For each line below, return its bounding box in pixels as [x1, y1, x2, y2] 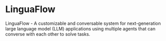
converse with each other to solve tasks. [5, 31, 91, 37]
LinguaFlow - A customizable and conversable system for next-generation [5, 20, 161, 26]
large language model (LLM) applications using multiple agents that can [5, 25, 156, 31]
